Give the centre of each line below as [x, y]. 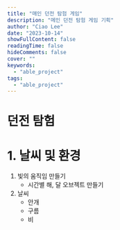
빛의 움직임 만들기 [41, 176]
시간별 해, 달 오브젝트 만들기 [66, 185]
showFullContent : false [42, 40]
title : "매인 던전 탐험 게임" [45, 14]
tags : [15, 78]
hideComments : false [37, 53]
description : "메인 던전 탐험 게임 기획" [61, 20]
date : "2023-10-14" [35, 33]
